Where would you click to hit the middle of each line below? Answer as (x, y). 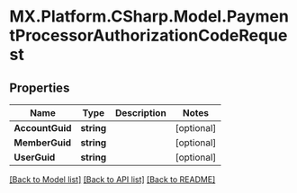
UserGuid (35, 157)
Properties (40, 88)
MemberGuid (43, 143)
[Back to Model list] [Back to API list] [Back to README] (112, 180)
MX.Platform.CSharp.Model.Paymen (149, 17)
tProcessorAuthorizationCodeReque (148, 35)
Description (141, 113)
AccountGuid (43, 128)
